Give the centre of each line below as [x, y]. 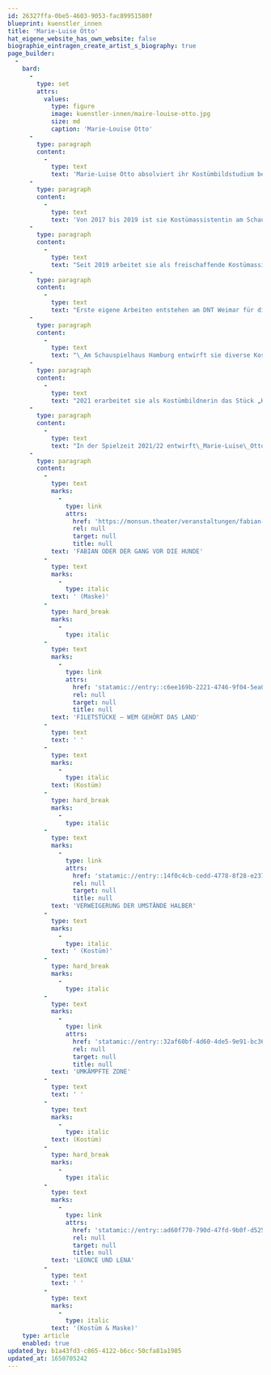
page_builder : [32, 54]
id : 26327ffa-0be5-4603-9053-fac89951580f [80, 16]
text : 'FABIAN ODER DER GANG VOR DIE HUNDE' [127, 552]
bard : [32, 69]
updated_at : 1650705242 [48, 1358]
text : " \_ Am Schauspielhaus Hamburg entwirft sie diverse [150, 355]
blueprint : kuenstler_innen [55, 24]
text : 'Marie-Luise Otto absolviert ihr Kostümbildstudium [152, 174]
